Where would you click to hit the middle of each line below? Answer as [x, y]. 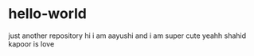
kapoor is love [31, 43]
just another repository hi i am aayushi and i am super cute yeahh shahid [127, 35]
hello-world [48, 14]
